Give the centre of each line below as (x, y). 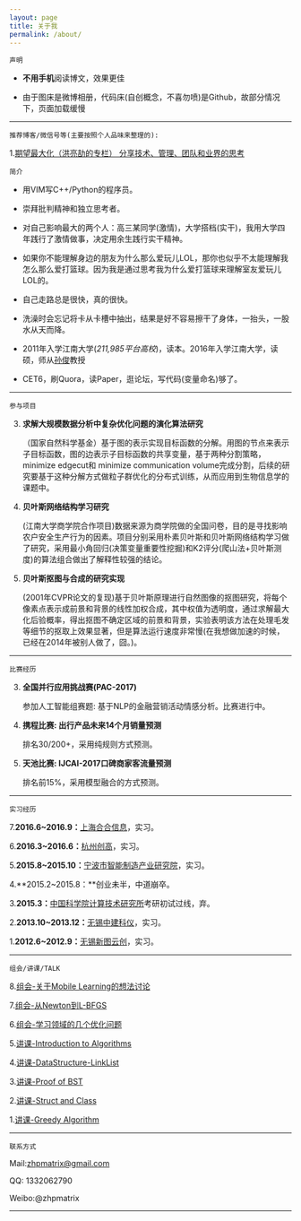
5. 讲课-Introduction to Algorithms (70, 1043)
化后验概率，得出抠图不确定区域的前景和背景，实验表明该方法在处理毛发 (155, 620)
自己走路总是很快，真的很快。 (77, 299)
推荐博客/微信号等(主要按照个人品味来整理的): (84, 135)
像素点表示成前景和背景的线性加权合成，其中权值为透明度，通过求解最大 (155, 609)
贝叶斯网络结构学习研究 (65, 507)
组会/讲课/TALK (35, 969)
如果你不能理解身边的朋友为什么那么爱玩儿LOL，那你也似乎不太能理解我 (155, 258)
